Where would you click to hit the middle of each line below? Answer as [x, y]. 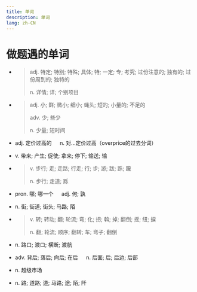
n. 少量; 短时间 [47, 130]
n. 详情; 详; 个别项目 [54, 92]
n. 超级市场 [29, 270]
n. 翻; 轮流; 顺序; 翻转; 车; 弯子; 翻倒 [73, 232]
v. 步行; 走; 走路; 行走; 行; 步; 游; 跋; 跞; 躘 [80, 169]
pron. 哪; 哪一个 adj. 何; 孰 [50, 194]
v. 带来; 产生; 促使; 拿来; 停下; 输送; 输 [61, 156]
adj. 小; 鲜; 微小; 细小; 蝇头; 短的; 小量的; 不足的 [87, 105]
